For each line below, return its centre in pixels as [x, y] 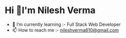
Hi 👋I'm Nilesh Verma [50, 10]
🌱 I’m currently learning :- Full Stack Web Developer [66, 24]
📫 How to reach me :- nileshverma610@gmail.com [65, 30]
